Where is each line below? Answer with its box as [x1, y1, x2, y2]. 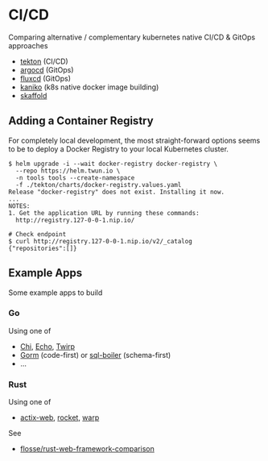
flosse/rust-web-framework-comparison [19, 444, 155, 454]
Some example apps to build [8, 288, 103, 297]
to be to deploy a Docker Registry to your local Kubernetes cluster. [8, 143, 229, 154]
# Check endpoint [8, 230, 67, 239]
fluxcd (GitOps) [19, 73, 71, 83]
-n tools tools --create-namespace [15, 173, 135, 182]
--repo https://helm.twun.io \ [15, 167, 121, 175]
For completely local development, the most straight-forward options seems [8, 135, 261, 145]
